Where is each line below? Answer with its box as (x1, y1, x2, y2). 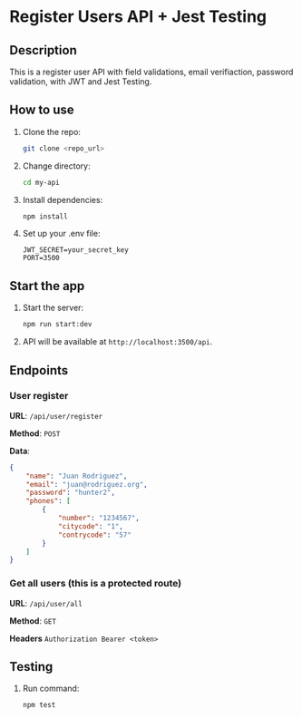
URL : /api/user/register (9, 410, 103, 421)
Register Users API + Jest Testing (9, 6, 268, 27)
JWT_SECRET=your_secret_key (22, 246, 129, 255)
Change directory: (22, 160, 91, 171)
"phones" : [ (25, 497, 71, 506)
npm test (22, 701, 56, 710)
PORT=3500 (22, 254, 61, 263)
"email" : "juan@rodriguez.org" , (25, 480, 148, 489)
